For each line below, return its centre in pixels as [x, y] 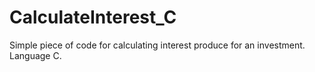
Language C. [35, 55]
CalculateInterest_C [93, 17]
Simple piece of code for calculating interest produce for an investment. [157, 45]
